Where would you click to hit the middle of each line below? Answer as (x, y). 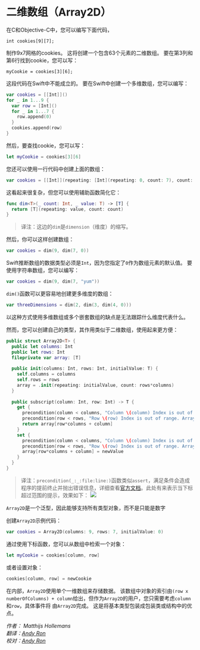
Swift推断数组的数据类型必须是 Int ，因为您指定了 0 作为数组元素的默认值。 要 (99, 263)
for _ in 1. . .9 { (28, 100)
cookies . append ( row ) (37, 128)
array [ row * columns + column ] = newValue (73, 452)
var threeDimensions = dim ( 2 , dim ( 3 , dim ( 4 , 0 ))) (69, 305)
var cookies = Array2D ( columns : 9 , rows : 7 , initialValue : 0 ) (85, 532)
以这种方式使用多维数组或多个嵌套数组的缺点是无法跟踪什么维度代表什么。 (97, 317)
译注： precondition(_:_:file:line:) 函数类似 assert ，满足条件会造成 (105, 480)
